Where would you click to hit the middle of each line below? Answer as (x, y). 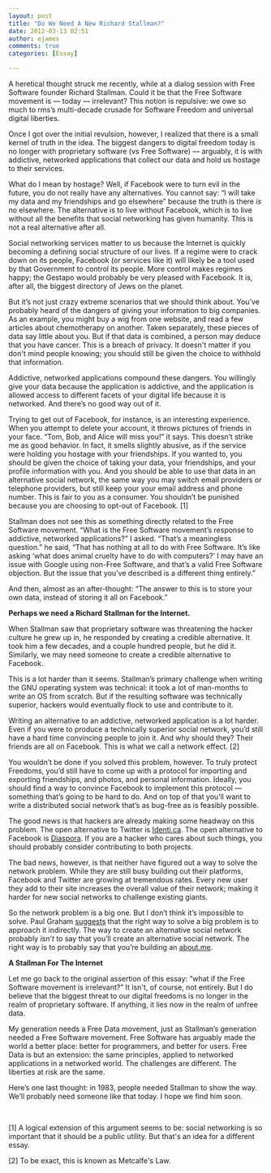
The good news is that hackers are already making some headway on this (131, 821)
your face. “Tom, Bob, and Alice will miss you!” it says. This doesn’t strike (131, 436)
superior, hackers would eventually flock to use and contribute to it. (121, 705)
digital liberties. (34, 118)
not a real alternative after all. (57, 227)
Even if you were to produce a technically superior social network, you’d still (136, 729)
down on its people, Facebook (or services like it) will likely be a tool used (131, 260)
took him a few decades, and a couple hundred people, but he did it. (123, 646)
